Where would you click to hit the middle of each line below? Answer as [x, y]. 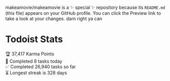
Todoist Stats [34, 39]
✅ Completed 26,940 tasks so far [40, 67]
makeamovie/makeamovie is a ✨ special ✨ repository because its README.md [85, 7]
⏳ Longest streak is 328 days [36, 73]
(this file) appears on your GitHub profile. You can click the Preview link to [83, 13]
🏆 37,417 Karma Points [30, 54]
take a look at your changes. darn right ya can [54, 18]
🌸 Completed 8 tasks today [34, 61]
